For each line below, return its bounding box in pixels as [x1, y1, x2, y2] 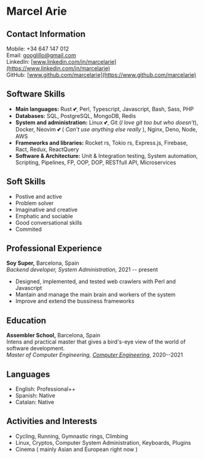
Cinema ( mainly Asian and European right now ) [15, 445, 138, 453]
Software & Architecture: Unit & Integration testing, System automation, [15, 152, 198, 159]
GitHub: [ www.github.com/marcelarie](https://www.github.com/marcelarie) [6, 71, 197, 78]
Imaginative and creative [15, 206, 78, 213]
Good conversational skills [15, 219, 82, 226]
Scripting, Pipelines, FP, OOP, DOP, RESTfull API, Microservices [15, 159, 176, 166]
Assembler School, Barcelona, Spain [6, 332, 101, 339]
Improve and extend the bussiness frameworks [15, 297, 135, 305]
